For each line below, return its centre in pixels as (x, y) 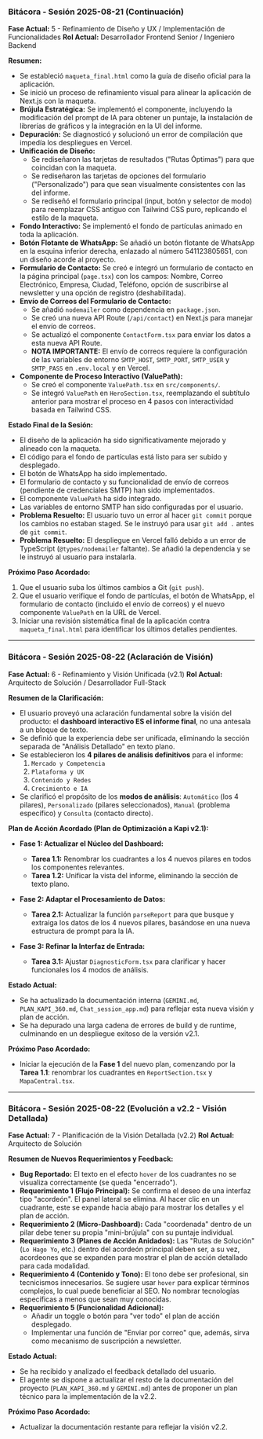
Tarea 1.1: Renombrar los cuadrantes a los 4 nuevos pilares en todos (141, 859)
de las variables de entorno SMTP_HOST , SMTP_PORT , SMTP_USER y (130, 360)
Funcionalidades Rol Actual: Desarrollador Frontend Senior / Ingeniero (121, 37)
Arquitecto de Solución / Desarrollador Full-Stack (87, 683)
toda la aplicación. (49, 235)
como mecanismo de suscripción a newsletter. (106, 1341)
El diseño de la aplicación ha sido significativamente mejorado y (123, 440)
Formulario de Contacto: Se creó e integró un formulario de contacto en (136, 268)
